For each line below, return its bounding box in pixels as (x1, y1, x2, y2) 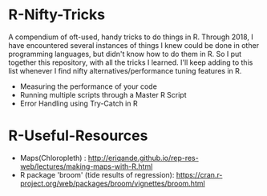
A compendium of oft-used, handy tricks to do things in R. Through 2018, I (8, 32, 254, 42)
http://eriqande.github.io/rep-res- (87, 153, 199, 162)
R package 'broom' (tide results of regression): (19, 170, 175, 179)
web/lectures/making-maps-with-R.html (19, 162, 153, 171)
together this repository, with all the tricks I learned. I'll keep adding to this (8, 58, 253, 67)
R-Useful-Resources (8, 126, 148, 145)
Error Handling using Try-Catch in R (19, 98, 138, 108)
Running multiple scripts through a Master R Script (19, 90, 187, 99)
